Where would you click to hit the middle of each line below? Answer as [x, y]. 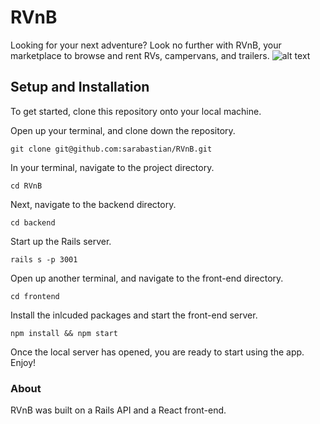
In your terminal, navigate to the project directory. [112, 167]
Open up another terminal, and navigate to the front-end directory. [147, 278]
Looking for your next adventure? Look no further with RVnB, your [146, 45]
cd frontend [35, 296]
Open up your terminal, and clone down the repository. [123, 130]
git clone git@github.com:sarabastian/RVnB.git [111, 149]
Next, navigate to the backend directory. [93, 204]
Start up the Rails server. [61, 241]
